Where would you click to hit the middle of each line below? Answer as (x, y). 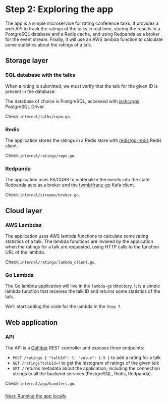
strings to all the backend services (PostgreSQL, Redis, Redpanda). (82, 373)
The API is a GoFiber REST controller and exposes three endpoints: (75, 347)
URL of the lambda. (25, 252)
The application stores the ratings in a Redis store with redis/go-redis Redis (83, 140)
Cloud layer (24, 211)
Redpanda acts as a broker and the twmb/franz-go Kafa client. (70, 185)
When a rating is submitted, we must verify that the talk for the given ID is (81, 86)
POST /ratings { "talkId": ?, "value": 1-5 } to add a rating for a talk (87, 358)
